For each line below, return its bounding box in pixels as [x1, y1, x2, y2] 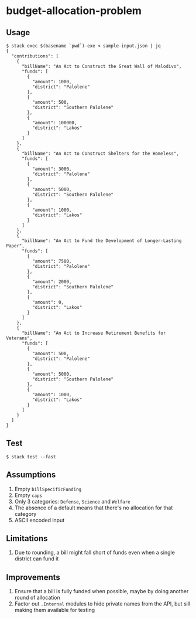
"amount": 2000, [32, 279, 72, 285]
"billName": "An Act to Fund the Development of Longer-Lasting [21, 238, 182, 244]
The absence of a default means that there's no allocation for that [14, 504, 173, 511]
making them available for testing [14, 607, 95, 614]
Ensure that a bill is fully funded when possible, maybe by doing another [14, 588, 189, 595]
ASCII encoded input [14, 516, 65, 523]
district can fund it [14, 555, 59, 562]
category [14, 510, 37, 517]
